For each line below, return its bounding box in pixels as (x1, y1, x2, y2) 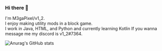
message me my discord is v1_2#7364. (5, 31, 82, 37)
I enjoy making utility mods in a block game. (5, 20, 93, 26)
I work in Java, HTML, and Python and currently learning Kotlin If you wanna (5, 26, 158, 32)
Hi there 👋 (5, 4, 29, 11)
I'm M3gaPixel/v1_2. (5, 16, 45, 21)
